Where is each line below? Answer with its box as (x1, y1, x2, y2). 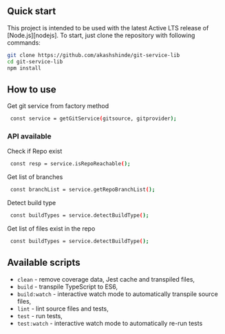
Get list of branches (7, 173, 63, 181)
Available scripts (7, 257, 81, 269)
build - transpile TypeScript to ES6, (17, 282, 118, 291)
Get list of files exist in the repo (7, 225, 96, 233)
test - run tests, (17, 311, 63, 320)
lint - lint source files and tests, (17, 304, 109, 313)
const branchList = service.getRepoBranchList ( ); (10, 186, 156, 194)
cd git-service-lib (7, 58, 63, 65)
